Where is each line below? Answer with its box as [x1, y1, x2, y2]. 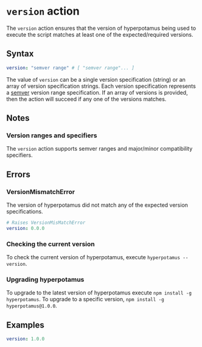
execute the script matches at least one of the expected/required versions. [6, 30, 193, 38]
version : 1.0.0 [6, 336, 45, 342]
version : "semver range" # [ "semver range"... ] [6, 65, 135, 71]
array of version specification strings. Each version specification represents [6, 82, 196, 90]
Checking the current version [6, 240, 96, 248]
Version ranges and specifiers [6, 131, 97, 140]
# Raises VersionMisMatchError [6, 220, 86, 226]
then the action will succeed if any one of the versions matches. [6, 95, 167, 102]
